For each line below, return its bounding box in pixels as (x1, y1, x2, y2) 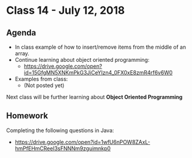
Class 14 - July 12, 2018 (6, 4, 125, 17)
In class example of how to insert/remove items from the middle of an (14, 43, 187, 50)
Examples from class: (14, 76, 68, 82)
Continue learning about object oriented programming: (14, 56, 150, 63)
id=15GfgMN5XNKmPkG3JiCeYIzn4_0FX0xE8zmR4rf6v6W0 (23, 69, 173, 76)
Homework (6, 111, 48, 121)
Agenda (6, 28, 36, 38)
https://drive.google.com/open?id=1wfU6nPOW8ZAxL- (14, 138, 151, 145)
